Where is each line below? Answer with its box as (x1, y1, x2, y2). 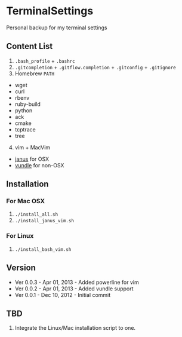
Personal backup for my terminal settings (6, 24, 107, 31)
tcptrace (14, 125, 36, 133)
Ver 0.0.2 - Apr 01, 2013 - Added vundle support (14, 285, 134, 292)
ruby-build (14, 100, 41, 108)
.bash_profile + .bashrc (14, 57, 76, 64)
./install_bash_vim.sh (14, 246, 72, 252)
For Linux (6, 232, 34, 240)
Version (6, 263, 36, 273)
